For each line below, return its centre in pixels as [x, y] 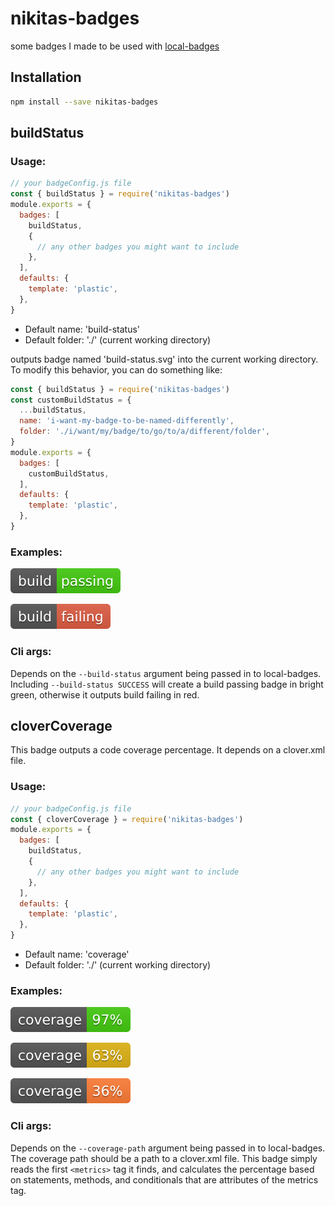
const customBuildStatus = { [71, 400]
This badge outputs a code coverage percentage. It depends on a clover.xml [168, 750]
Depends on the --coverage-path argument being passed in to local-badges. [168, 1148]
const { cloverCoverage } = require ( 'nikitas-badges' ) [127, 819]
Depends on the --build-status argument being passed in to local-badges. [166, 673]
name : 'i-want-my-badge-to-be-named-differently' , [127, 421]
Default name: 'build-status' [82, 329]
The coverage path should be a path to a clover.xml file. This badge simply [164, 1158]
